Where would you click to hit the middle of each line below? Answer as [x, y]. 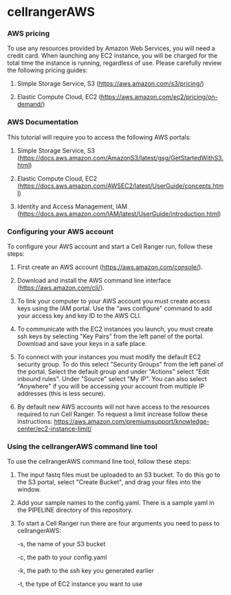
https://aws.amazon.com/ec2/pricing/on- [159, 97]
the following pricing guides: [47, 70]
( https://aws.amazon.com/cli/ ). [61, 288]
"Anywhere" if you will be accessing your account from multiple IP [111, 387]
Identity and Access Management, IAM [72, 206]
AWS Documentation [43, 122]
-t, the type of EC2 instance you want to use [80, 584]
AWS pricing [29, 34]
